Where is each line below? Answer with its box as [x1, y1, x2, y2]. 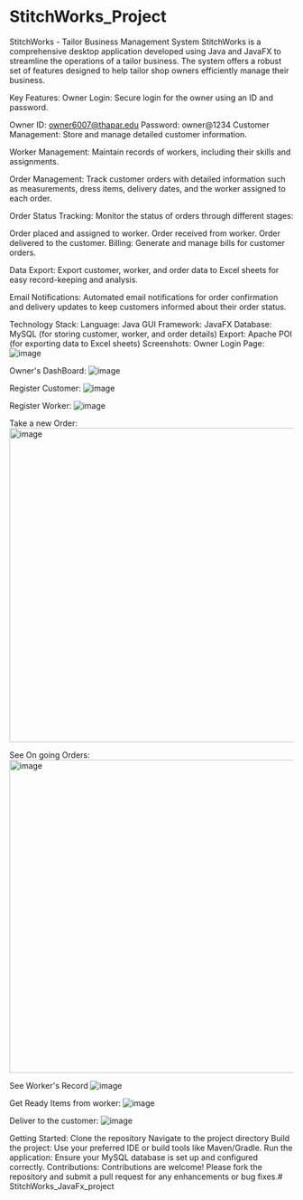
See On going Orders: [9, 749, 90, 761]
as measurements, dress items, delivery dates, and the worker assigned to [9, 183, 286, 194]
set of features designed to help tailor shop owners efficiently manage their [9, 65, 289, 76]
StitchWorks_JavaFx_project [9, 1180, 115, 1191]
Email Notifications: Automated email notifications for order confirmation [9, 291, 279, 302]
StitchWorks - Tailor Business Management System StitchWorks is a [9, 36, 262, 47]
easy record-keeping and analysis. [9, 274, 138, 285]
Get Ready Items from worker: [9, 1097, 122, 1109]
